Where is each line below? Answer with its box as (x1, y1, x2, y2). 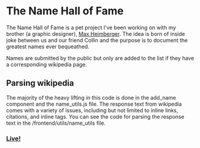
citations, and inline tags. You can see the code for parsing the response (6, 113, 184, 120)
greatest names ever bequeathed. (6, 43, 90, 50)
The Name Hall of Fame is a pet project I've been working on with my (6, 24, 176, 31)
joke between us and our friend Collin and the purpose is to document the (6, 36, 188, 44)
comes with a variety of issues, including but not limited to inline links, (6, 106, 179, 114)
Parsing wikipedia (6, 78, 75, 88)
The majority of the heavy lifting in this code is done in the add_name (6, 94, 176, 101)
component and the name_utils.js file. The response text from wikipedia (6, 100, 182, 107)
